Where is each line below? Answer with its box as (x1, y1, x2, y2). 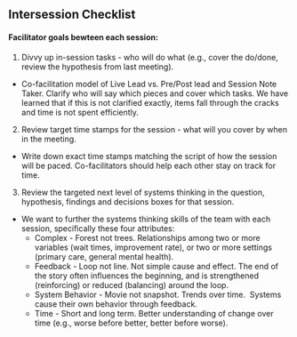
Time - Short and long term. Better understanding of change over (34, 308, 274, 318)
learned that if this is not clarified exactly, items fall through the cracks (20, 97, 279, 108)
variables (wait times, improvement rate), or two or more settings (34, 242, 273, 253)
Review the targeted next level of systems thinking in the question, (20, 187, 265, 197)
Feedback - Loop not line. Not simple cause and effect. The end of (34, 261, 279, 271)
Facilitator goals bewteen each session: (8, 31, 159, 43)
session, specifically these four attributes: (20, 222, 175, 234)
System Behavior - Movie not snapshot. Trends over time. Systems (34, 289, 282, 300)
